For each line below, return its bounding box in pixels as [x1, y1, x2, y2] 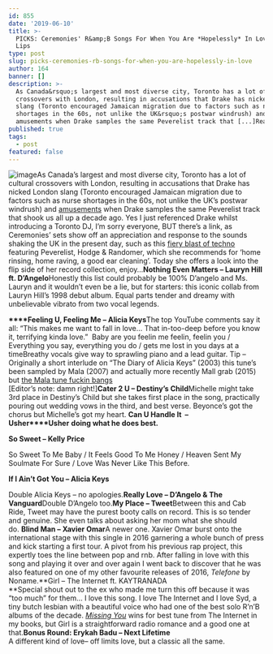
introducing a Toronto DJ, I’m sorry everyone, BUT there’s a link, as [8, 222, 233, 231]
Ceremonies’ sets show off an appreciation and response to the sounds [8, 230, 248, 240]
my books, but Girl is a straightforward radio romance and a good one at [8, 619, 250, 629]
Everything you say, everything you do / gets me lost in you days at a [8, 341, 240, 351]
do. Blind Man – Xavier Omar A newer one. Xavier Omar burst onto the [8, 524, 242, 534]
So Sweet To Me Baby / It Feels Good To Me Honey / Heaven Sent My [8, 450, 242, 459]
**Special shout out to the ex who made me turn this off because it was [8, 585, 250, 595]
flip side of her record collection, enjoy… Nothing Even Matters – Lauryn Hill [8, 265, 262, 274]
